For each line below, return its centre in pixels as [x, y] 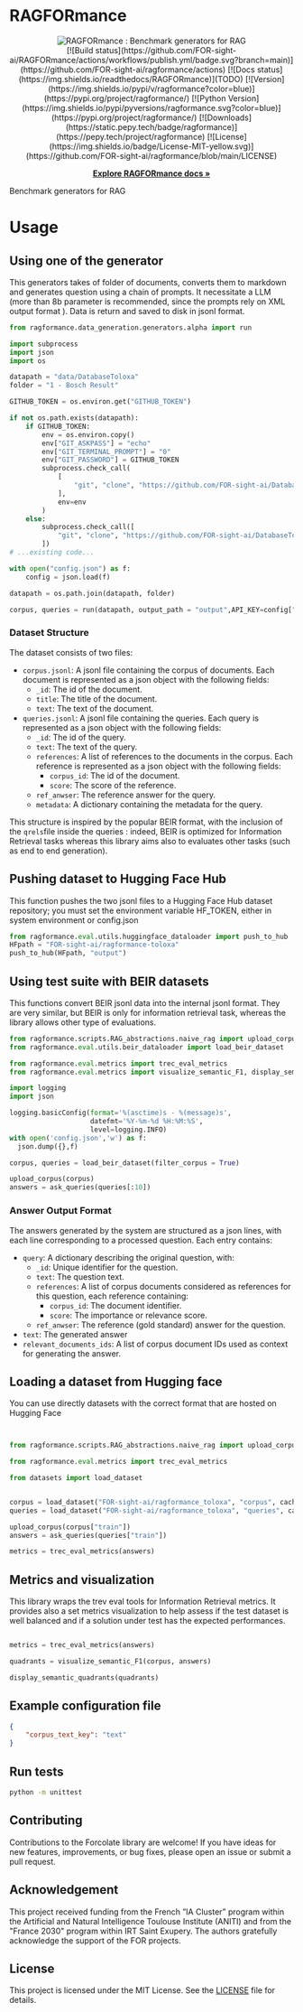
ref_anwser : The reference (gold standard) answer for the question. [161, 1325]
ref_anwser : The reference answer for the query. [126, 795]
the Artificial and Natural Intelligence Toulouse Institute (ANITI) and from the [150, 1921]
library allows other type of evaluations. [83, 1022]
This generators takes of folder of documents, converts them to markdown [148, 282]
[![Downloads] [225, 117]
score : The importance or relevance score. [128, 1315]
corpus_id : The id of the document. [115, 775]
